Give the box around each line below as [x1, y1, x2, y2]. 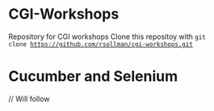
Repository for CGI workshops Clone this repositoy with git [8, 32, 206, 41]
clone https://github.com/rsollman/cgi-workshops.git [8, 40, 194, 49]
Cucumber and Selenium [8, 67, 178, 86]
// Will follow [8, 94, 50, 104]
